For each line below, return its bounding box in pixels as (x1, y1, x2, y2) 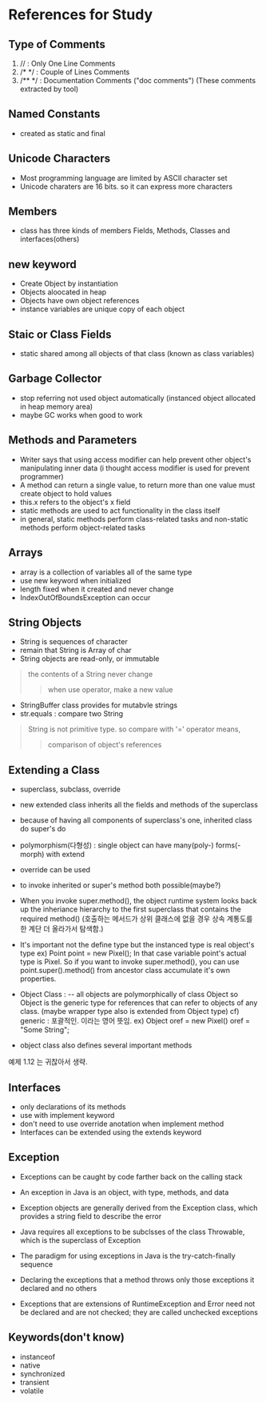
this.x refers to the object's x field (19, 497, 131, 507)
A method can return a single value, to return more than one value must (19, 480, 256, 490)
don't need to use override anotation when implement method (19, 1119, 224, 1128)
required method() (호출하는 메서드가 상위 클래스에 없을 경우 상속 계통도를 (19, 914, 253, 923)
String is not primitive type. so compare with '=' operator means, (27, 724, 241, 734)
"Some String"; (19, 1025, 70, 1035)
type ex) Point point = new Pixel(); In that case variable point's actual (19, 948, 247, 958)
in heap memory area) (19, 402, 93, 411)
